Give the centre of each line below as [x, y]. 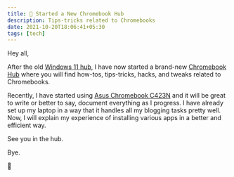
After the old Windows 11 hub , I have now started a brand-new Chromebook [117, 67]
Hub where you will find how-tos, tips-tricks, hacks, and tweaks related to [114, 74]
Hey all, [18, 53]
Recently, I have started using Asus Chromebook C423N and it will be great [117, 96]
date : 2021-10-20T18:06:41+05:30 [56, 27]
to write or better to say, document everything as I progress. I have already [115, 103]
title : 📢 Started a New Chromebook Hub [66, 14]
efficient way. [27, 125]
